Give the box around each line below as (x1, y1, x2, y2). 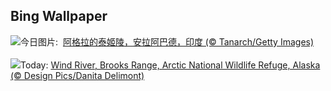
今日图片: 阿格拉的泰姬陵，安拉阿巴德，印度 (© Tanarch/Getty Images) (20, 35, 315, 48)
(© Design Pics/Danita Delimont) (10, 69, 145, 81)
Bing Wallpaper (10, 8, 108, 25)
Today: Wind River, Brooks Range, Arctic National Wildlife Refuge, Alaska (20, 59, 321, 71)
